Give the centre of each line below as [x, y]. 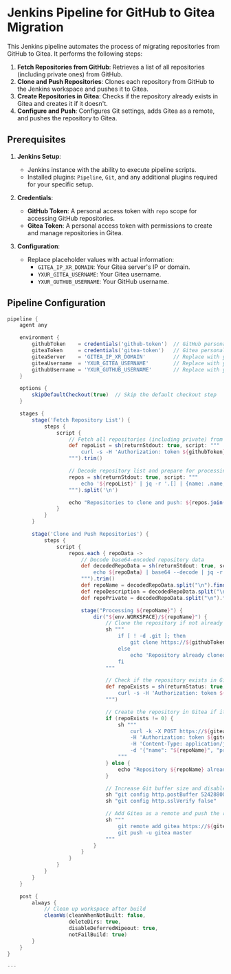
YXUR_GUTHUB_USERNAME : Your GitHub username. [103, 281]
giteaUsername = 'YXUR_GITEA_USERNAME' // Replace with [126, 363]
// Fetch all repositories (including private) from [146, 439]
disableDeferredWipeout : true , [113, 929]
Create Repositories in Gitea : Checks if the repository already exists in [118, 96]
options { [34, 389]
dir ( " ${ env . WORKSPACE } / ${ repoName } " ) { [150, 617]
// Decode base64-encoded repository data [143, 560]
